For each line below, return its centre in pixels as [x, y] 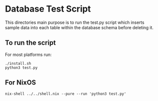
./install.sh [18, 63]
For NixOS [21, 83]
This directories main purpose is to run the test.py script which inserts [75, 22]
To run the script [30, 43]
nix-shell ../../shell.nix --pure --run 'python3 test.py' [66, 94]
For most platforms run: [29, 54]
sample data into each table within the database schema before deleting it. [79, 27]
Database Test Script [48, 9]
